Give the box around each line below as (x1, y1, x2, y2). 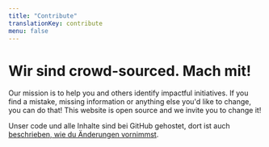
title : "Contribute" (8, 11, 78, 20)
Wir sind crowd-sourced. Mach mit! (8, 61, 252, 80)
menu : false (8, 27, 48, 35)
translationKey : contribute (8, 19, 103, 27)
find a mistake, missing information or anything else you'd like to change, (8, 97, 252, 107)
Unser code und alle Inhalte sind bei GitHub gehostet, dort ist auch (8, 121, 230, 131)
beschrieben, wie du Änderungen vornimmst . (8, 130, 159, 140)
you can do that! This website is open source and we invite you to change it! (8, 106, 262, 115)
